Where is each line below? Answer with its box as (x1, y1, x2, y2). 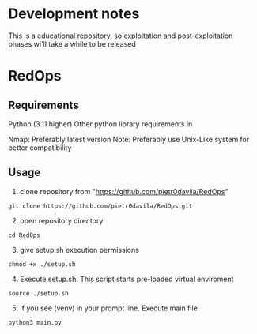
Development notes (8, 5, 140, 23)
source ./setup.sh (8, 289, 69, 297)
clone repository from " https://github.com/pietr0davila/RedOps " (19, 186, 229, 196)
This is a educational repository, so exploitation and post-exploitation (8, 31, 233, 40)
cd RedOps (8, 231, 41, 239)
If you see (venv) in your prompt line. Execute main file (19, 303, 198, 313)
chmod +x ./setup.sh (8, 260, 77, 268)
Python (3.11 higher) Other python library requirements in (8, 119, 193, 129)
